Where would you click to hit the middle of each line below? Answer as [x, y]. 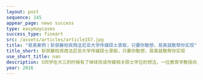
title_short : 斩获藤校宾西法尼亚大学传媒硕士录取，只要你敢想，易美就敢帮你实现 [96, 51]
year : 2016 [20, 68]
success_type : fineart [35, 34]
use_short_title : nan [34, 57]
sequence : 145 [24, 17]
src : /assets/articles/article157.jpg [55, 40]
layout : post [23, 12]
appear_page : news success [40, 23]
